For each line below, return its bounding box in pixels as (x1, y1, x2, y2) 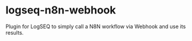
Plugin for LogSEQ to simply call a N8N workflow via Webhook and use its (5, 23, 186, 30)
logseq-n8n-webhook (5, 4, 116, 17)
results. (5, 29, 24, 36)
